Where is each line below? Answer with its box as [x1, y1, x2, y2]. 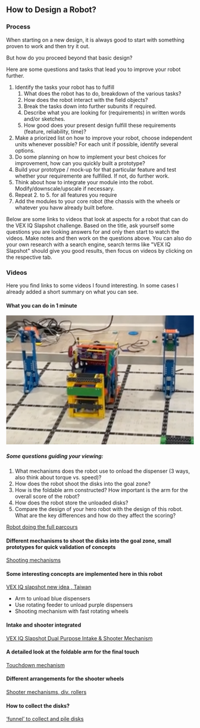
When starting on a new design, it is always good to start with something [6, 36, 185, 44]
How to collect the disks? [6, 702, 70, 709]
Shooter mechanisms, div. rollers [6, 689, 87, 696]
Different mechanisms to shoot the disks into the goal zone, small [6, 537, 171, 544]
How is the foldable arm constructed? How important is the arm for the [14, 487, 189, 494]
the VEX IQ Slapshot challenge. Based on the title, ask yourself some [6, 222, 174, 229]
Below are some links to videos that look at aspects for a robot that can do [6, 215, 189, 222]
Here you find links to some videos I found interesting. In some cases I [6, 281, 179, 289]
